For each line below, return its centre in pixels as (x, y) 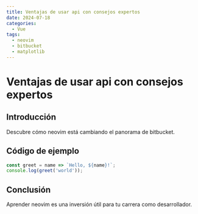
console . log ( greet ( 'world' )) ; (45, 171)
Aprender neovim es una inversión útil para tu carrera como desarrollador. (99, 204)
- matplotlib (28, 52)
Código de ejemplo (43, 151)
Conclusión (29, 190)
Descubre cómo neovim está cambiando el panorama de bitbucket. (91, 132)
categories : (21, 23)
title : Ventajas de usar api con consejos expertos (73, 12)
